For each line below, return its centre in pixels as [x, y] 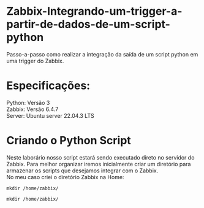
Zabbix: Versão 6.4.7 [32, 109]
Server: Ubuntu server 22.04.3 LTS [50, 115]
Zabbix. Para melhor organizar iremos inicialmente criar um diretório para [99, 164]
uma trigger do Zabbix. [35, 61]
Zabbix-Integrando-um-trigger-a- [94, 11]
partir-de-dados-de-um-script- [88, 24]
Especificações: [48, 86]
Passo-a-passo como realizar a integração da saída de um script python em [102, 54]
